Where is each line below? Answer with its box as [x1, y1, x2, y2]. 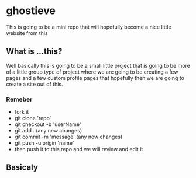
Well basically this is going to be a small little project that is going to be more [6, 62, 190, 69]
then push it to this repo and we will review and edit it [14, 146, 143, 153]
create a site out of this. [6, 81, 63, 88]
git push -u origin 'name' [14, 139, 74, 146]
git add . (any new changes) [14, 127, 82, 134]
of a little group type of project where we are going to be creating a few [6, 68, 178, 75]
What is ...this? [6, 47, 63, 57]
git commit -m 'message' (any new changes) [14, 133, 123, 141]
